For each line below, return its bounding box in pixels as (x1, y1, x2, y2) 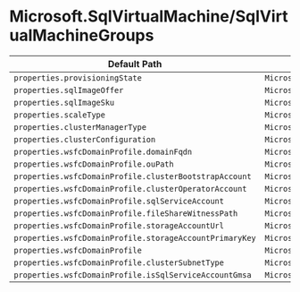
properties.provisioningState (13, 73, 143, 82)
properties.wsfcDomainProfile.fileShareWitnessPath (13, 208, 238, 219)
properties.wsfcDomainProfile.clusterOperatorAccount (13, 184, 247, 193)
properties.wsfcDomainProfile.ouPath (13, 159, 174, 169)
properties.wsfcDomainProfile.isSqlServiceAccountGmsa (13, 270, 252, 279)
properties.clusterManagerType (13, 122, 147, 132)
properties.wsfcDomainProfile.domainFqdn (13, 146, 193, 157)
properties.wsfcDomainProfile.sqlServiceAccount (13, 195, 225, 206)
